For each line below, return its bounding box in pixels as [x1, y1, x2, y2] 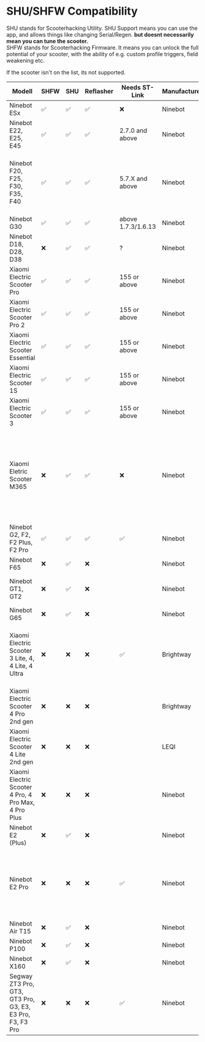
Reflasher [84, 87, 114, 95]
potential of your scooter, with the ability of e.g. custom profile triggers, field [6, 50, 198, 57]
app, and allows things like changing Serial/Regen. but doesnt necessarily [6, 31, 194, 38]
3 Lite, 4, [9, 654, 35, 663]
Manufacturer [162, 87, 203, 95]
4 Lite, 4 [9, 661, 33, 670]
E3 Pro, [9, 1010, 31, 1018]
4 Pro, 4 [9, 790, 32, 799]
